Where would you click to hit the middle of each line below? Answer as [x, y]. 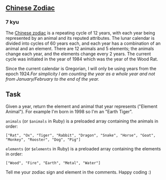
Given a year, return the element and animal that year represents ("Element [82, 106]
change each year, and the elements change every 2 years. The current [78, 54]
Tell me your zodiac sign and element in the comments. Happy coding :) [79, 172]
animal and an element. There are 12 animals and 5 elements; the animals [80, 48]
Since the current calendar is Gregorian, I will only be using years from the [81, 68]
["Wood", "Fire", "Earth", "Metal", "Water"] [53, 163]
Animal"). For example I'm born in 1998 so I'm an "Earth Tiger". [69, 111]
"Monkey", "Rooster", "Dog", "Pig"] [43, 140]
